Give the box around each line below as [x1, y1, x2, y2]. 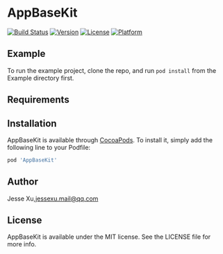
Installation [7, 117, 57, 129]
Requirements [7, 94, 69, 105]
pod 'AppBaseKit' [7, 156, 58, 164]
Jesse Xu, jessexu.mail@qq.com [7, 194, 99, 203]
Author [7, 176, 38, 188]
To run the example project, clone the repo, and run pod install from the [7, 66, 217, 74]
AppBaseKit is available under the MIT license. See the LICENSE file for [7, 232, 211, 241]
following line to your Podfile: [7, 143, 91, 151]
